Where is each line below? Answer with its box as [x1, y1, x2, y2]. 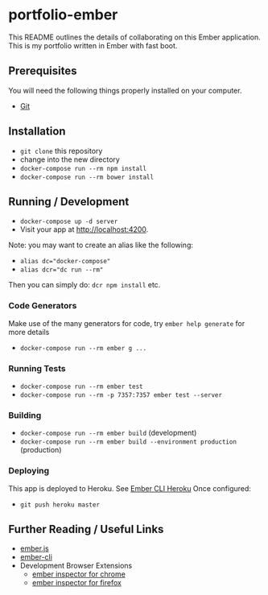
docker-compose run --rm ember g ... [19, 344, 147, 352]
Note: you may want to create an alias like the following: [8, 240, 194, 250]
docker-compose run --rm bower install [19, 173, 155, 181]
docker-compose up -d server [19, 217, 118, 226]
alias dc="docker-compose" [19, 258, 111, 266]
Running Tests [8, 362, 66, 374]
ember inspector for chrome [31, 569, 126, 579]
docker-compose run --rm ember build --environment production [19, 438, 237, 446]
